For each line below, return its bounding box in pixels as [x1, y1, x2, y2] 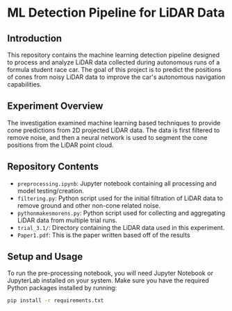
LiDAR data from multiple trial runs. [17, 216, 118, 224]
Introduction [7, 33, 63, 44]
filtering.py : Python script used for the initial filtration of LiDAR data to [17, 194, 224, 202]
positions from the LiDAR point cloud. [7, 141, 114, 149]
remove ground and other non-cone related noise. [17, 201, 161, 209]
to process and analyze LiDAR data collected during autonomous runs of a [7, 58, 220, 66]
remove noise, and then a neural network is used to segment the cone [7, 133, 208, 141]
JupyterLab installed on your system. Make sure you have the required [7, 276, 210, 285]
